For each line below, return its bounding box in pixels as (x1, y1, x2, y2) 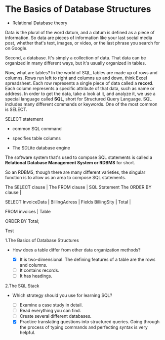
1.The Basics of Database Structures (5, 237, 79, 243)
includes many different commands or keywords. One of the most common (5, 101, 158, 107)
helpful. (19, 330, 36, 336)
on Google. (5, 45, 28, 51)
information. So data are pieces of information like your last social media (5, 35, 152, 41)
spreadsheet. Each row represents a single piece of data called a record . (5, 80, 154, 86)
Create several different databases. (19, 313, 92, 319)
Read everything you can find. (19, 308, 82, 314)
